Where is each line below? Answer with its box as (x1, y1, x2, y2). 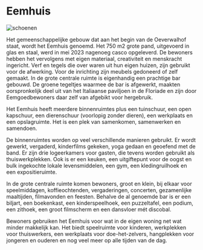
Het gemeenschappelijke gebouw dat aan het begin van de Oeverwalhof (6, 36, 187, 43)
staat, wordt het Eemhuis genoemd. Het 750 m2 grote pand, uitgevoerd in (6, 42, 190, 50)
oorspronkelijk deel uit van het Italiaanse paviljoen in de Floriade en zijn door (6, 87, 197, 94)
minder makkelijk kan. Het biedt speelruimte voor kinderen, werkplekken (6, 223, 186, 231)
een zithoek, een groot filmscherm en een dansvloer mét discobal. (6, 205, 172, 213)
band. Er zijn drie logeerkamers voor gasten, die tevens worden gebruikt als (6, 149, 195, 156)
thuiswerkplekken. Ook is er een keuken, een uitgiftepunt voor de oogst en (6, 155, 192, 162)
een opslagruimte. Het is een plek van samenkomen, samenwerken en (6, 118, 181, 125)
